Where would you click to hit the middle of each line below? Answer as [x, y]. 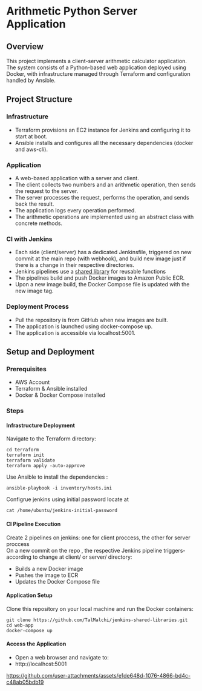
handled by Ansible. [31, 80]
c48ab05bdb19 [25, 682]
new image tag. [34, 291]
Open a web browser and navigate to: [62, 657]
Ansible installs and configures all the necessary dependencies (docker [104, 143]
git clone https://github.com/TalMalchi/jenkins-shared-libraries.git [97, 620]
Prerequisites [26, 369]
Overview [25, 46]
